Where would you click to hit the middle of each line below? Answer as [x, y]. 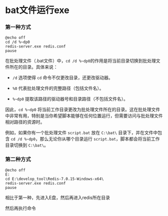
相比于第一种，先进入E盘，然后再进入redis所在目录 [57, 197]
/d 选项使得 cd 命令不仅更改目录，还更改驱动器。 [63, 77]
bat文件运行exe [37, 10]
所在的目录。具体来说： [33, 67]
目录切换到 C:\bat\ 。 [27, 145]
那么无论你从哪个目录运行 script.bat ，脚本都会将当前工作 [100, 139]
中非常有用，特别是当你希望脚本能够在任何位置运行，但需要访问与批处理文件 [84, 116]
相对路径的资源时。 [25, 122]
